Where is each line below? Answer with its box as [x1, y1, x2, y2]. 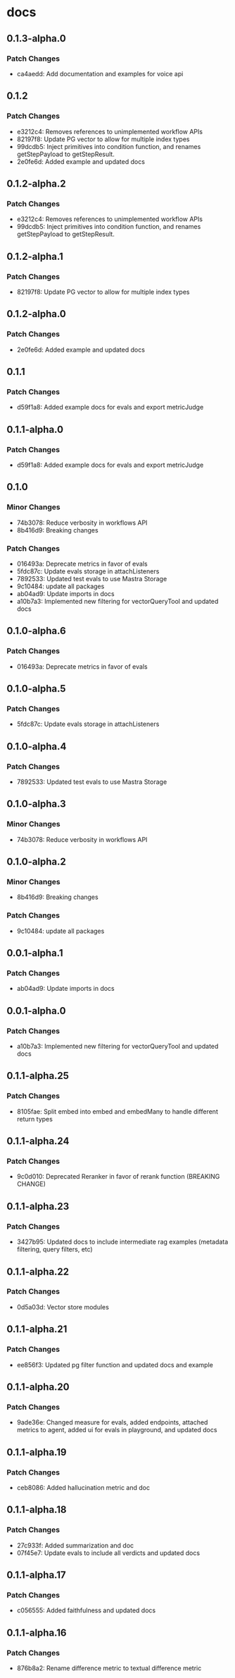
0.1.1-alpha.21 [6, 1323, 68, 1335]
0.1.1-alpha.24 [6, 1135, 70, 1148]
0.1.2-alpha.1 [6, 250, 64, 262]
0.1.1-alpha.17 [6, 1569, 66, 1581]
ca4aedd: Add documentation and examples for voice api [16, 69, 184, 78]
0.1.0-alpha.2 [6, 856, 66, 868]
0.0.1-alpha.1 [6, 947, 64, 959]
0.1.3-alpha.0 [6, 32, 66, 44]
